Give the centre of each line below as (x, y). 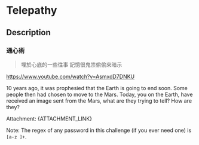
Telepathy (32, 10)
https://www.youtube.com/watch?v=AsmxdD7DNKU (71, 76)
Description (28, 33)
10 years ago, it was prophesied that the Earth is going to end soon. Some (97, 88)
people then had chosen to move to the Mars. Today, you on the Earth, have (99, 94)
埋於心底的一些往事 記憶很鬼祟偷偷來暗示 (71, 64)
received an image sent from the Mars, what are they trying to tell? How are (99, 101)
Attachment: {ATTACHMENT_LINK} (49, 118)
